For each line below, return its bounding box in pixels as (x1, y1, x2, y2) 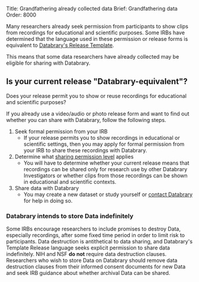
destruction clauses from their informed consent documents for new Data (6, 263, 186, 270)
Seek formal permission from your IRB (14, 127, 108, 135)
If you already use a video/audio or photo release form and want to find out (6, 110, 190, 117)
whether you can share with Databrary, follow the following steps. (6, 116, 166, 123)
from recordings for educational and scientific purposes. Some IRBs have (6, 29, 185, 36)
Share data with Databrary (14, 184, 79, 191)
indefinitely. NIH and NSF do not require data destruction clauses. (6, 251, 167, 258)
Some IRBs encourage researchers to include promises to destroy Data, (6, 225, 181, 233)
